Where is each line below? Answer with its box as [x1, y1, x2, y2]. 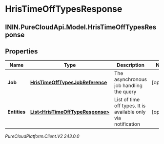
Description [116, 62, 145, 69]
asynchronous [114, 76, 147, 83]
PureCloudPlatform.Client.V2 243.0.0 [5, 133, 80, 139]
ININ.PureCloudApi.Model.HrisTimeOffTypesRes [5, 23, 157, 31]
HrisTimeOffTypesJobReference [30, 79, 107, 86]
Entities [7, 109, 26, 116]
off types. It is [114, 102, 145, 109]
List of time [114, 96, 140, 103]
